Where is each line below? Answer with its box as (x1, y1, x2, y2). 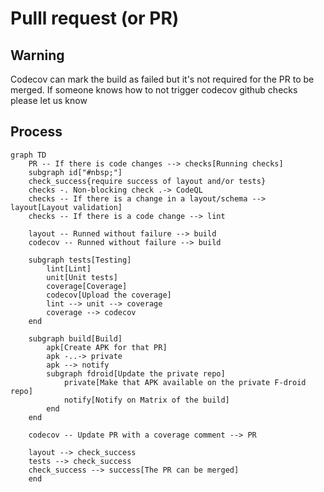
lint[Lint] (46, 263, 92, 274)
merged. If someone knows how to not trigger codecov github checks (10, 84, 298, 96)
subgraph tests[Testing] (28, 255, 132, 265)
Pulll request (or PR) (10, 7, 180, 30)
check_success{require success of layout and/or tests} (28, 176, 267, 186)
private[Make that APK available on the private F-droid (63, 377, 307, 387)
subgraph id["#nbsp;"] (28, 167, 123, 177)
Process (10, 123, 63, 141)
